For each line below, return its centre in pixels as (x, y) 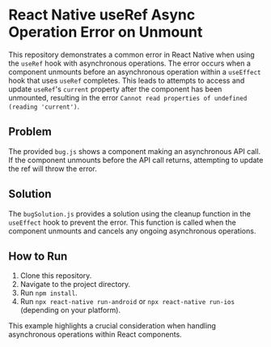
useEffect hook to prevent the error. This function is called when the (122, 222)
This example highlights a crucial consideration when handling (112, 326)
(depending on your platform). (70, 311)
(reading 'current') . (44, 106)
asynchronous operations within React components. (95, 335)
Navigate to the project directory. (75, 285)
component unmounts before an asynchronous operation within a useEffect (135, 71)
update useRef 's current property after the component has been (115, 89)
